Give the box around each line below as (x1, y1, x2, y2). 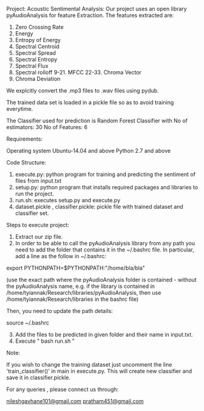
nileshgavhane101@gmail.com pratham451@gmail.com (6, 398, 144, 404)
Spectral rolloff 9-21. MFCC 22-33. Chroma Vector (15, 69, 142, 76)
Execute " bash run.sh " (15, 337, 75, 345)
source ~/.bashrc (6, 319, 50, 326)
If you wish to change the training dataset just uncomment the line (6, 361, 172, 368)
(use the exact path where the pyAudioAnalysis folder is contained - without (6, 276, 197, 283)
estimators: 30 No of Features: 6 (6, 124, 88, 130)
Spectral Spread (15, 49, 56, 57)
